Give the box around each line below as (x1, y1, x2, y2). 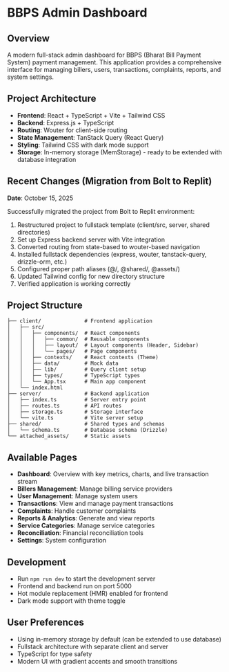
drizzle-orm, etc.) (17, 257, 68, 266)
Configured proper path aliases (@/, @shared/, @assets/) (17, 264, 181, 273)
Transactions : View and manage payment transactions (17, 500, 174, 508)
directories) (17, 228, 50, 236)
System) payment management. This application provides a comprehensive (7, 58, 222, 66)
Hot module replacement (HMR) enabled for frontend (17, 590, 168, 598)
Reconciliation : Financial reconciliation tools (17, 529, 143, 537)
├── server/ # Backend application (7, 390, 150, 397)
